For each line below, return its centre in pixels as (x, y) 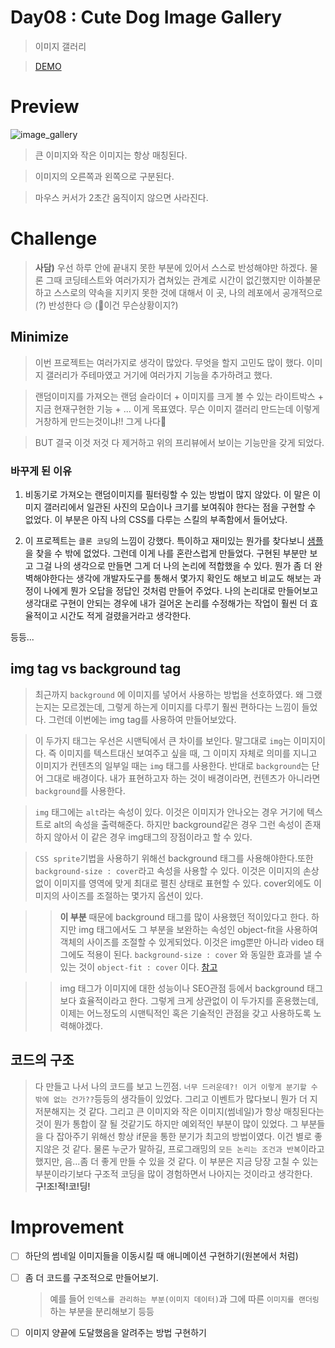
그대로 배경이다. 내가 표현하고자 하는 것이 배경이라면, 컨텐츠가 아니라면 (183, 778)
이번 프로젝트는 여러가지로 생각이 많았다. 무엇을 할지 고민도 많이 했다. (169, 362)
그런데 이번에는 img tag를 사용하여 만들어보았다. (142, 719)
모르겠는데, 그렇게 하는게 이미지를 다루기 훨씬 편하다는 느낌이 (180, 707)
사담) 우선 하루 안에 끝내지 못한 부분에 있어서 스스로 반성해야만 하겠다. (171, 267)
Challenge (54, 238)
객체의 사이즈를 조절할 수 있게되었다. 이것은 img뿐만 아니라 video (186, 942)
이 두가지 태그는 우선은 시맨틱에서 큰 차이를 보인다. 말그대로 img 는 (163, 740)
